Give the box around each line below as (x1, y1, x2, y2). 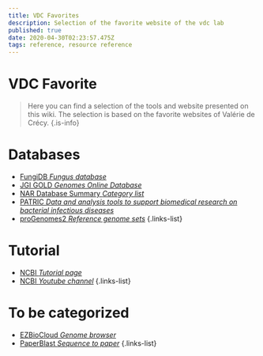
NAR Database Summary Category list (19, 189, 145, 198)
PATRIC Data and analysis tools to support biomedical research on (19, 197, 238, 206)
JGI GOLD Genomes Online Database (19, 180, 142, 190)
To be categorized (8, 304, 130, 322)
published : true (8, 26, 62, 34)
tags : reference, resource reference (8, 41, 133, 49)
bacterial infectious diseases (19, 206, 115, 214)
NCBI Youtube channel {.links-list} (19, 276, 132, 286)
